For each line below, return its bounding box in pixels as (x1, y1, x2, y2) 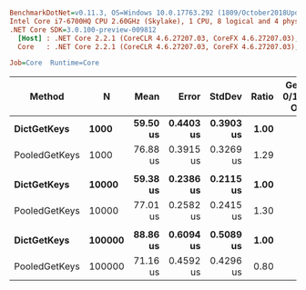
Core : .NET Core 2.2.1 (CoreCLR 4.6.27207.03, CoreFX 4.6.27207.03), (17, 42, 300, 51)
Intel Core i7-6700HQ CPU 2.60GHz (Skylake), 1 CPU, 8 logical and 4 (9, 16, 280, 25)
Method (29, 90, 65, 103)
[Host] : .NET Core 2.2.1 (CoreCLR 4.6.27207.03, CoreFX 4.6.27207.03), (17, 34, 300, 43)
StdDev (209, 90, 243, 103)
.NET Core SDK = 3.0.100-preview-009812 (9, 25, 157, 35)
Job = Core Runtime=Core (9, 58, 100, 68)
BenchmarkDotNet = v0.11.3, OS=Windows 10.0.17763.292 (9, 8, 214, 17)
